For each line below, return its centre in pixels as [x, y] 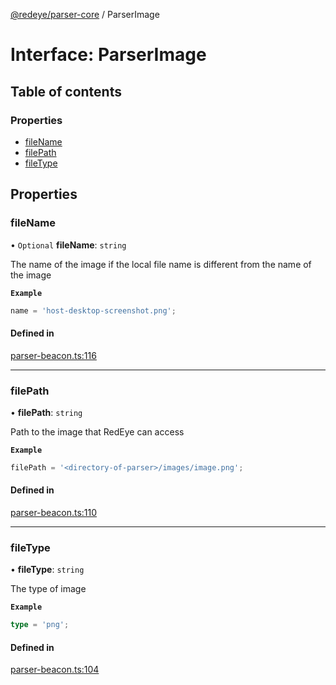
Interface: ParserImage [108, 55]
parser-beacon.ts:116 [53, 355]
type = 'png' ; [40, 625]
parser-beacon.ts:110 [54, 513]
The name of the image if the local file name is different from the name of [161, 264]
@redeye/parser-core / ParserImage [85, 14]
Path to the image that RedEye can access [97, 431]
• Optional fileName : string [68, 245]
